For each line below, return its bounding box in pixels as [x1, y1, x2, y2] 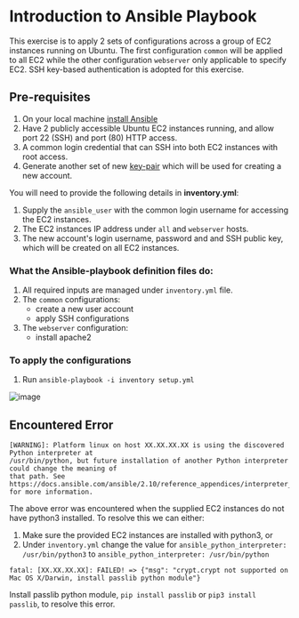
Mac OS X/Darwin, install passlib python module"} [9, 574, 201, 583]
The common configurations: [21, 294, 121, 305]
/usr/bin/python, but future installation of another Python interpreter [9, 456, 289, 466]
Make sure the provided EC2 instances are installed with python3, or [21, 530, 273, 541]
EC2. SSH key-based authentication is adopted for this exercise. [9, 64, 245, 75]
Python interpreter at [9, 449, 93, 458]
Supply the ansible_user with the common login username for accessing [21, 205, 289, 215]
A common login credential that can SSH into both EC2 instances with [21, 141, 279, 152]
